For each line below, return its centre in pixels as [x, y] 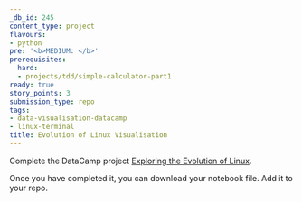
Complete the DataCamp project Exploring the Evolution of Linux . [131, 161]
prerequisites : [38, 60]
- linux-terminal [42, 127]
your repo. [28, 188]
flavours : [28, 34]
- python [26, 43]
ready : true [32, 85]
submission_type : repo [52, 101]
